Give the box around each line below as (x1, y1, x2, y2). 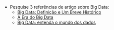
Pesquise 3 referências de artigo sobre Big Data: (9, 4, 109, 10)
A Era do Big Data (17, 15, 54, 20)
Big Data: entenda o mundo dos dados (17, 19, 96, 25)
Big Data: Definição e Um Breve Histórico (17, 9, 102, 15)
